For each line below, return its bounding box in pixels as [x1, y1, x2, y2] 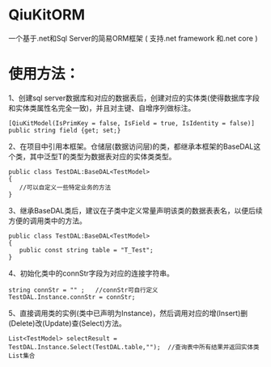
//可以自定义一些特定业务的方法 [19, 183, 112, 192]
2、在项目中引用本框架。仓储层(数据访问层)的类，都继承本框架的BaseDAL [8, 141, 254, 151]
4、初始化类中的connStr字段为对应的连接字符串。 [8, 268, 174, 278]
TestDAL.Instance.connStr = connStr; [8, 293, 136, 301]
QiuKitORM [8, 6, 86, 24]
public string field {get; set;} [8, 126, 121, 134]
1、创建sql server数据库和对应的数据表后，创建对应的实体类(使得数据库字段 [8, 93, 260, 103]
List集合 [8, 352, 36, 360]
